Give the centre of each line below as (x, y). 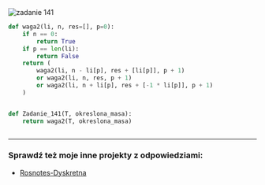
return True (56, 41)
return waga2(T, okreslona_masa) (77, 121)
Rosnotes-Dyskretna (53, 172)
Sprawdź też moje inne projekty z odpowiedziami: (106, 155)
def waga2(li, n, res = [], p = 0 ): (61, 27)
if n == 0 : (40, 34)
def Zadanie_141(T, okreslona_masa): (70, 113)
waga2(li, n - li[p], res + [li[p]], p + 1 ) (111, 71)
